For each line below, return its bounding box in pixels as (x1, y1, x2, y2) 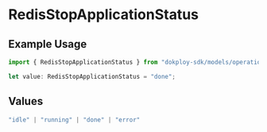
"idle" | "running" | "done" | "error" (8, 115, 141, 124)
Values (8, 95, 44, 108)
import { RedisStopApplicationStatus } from (8, 58, 158, 66)
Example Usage (8, 37, 87, 51)
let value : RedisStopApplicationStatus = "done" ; (8, 72, 176, 80)
